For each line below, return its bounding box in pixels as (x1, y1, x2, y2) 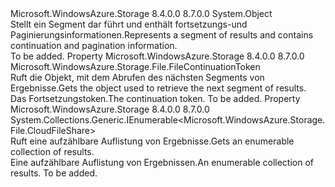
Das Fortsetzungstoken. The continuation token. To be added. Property (10, 93, 301, 104)
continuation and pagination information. (10, 40, 178, 51)
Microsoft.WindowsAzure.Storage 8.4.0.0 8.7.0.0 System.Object (10, 8, 273, 19)
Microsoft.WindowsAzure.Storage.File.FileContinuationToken (10, 61, 261, 72)
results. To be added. (10, 167, 98, 179)
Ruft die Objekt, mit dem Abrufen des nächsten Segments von (10, 72, 265, 83)
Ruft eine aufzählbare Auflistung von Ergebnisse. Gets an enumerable (10, 135, 295, 147)
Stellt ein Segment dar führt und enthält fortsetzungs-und (10, 18, 248, 30)
